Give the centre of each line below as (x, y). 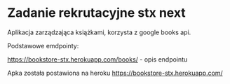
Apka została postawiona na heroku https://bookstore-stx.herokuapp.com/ (115, 73)
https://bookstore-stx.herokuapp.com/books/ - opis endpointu (97, 59)
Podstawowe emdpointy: (43, 45)
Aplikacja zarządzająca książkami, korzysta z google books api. (99, 32)
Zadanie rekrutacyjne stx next (96, 13)
